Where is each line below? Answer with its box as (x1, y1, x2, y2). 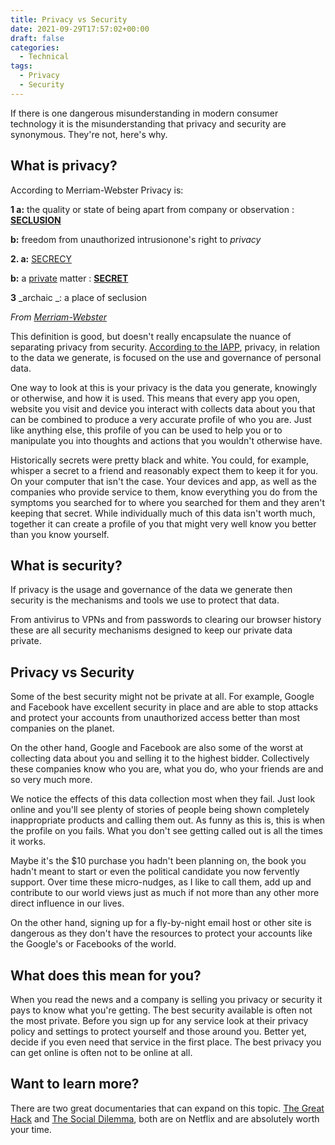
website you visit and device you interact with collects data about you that (10, 402, 316, 415)
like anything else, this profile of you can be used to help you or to (10, 424, 283, 436)
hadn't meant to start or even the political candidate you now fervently (10, 866, 300, 878)
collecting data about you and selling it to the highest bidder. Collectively (10, 752, 310, 765)
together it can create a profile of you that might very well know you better (10, 517, 317, 530)
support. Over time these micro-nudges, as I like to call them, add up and (10, 876, 312, 888)
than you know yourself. (10, 528, 110, 540)
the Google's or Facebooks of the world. (10, 938, 177, 950)
